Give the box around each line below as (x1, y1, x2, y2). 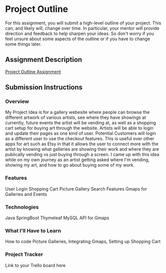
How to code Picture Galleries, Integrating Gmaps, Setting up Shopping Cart (5, 239, 161, 245)
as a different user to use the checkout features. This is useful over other (5, 136, 155, 142)
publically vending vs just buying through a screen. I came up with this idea (5, 152, 160, 158)
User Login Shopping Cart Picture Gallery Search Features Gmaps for (5, 185, 148, 192)
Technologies (5, 203, 39, 210)
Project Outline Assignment (5, 69, 61, 75)
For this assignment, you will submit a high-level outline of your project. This (5, 20, 162, 26)
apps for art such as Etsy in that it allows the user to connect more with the (5, 141, 159, 147)
